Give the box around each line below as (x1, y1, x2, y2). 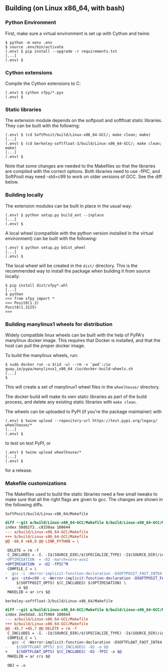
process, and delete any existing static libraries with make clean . (5, 398, 137, 404)
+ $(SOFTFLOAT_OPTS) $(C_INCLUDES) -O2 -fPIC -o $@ (5, 649, 122, 654)
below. (5, 179, 19, 185)
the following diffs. (5, 502, 43, 508)
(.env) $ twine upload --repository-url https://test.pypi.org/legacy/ (5, 418, 157, 423)
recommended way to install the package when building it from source (5, 267, 151, 274)
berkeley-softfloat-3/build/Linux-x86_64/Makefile (5, 598, 113, 604)
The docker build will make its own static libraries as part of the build (5, 393, 147, 399)
